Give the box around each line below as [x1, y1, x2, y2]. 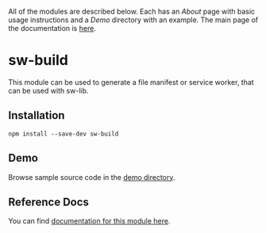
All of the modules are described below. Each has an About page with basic [8, 7, 256, 16]
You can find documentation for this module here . [8, 216, 171, 226]
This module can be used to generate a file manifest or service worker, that [8, 77, 254, 86]
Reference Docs [8, 195, 90, 208]
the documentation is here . [8, 24, 97, 32]
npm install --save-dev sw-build [8, 130, 119, 138]
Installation [8, 109, 65, 122]
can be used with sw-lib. [8, 86, 89, 95]
